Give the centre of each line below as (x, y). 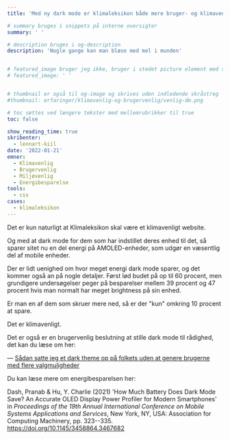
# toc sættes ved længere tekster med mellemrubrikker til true (101, 113)
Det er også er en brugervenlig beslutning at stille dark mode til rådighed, (111, 337)
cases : (16, 202)
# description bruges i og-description (64, 45)
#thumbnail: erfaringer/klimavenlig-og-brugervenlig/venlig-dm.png (105, 100)
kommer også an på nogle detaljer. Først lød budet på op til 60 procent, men (115, 275)
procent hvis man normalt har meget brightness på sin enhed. (94, 290)
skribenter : (24, 138)
